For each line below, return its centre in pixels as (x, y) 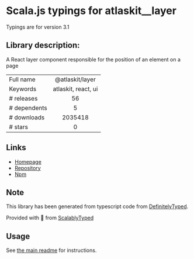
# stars (18, 127)
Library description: (43, 45)
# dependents (28, 108)
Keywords (23, 89)
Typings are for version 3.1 (38, 27)
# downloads (27, 117)
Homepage (28, 161)
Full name (22, 79)
